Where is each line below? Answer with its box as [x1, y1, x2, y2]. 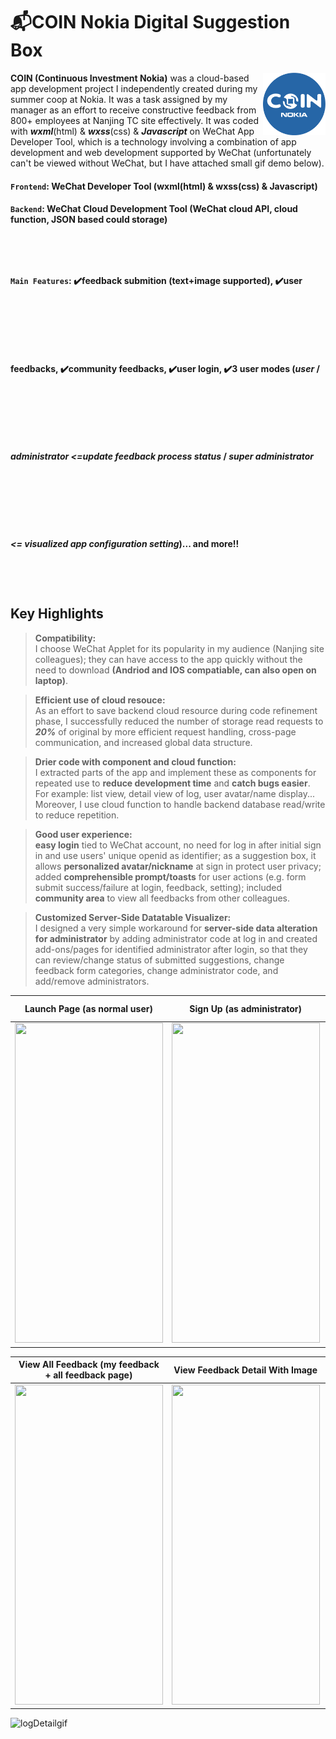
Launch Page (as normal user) [24, 1002, 153, 1014]
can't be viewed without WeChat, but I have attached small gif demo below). [10, 157, 325, 169]
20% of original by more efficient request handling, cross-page [34, 725, 297, 738]
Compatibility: [34, 632, 97, 644]
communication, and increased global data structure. [34, 736, 253, 748]
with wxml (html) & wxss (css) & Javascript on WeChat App [10, 125, 255, 137]
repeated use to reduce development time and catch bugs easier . [34, 777, 311, 789]
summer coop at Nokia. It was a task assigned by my [10, 93, 228, 105]
